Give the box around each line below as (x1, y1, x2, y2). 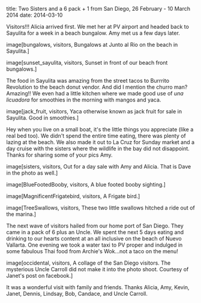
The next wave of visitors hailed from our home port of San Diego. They (6, 222, 184, 229)
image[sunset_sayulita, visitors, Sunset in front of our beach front (6, 59, 168, 66)
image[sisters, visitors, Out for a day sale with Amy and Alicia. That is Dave (6, 163, 191, 170)
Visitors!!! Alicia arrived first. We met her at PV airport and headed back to (6, 23, 189, 30)
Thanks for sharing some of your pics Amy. (6, 151, 113, 158)
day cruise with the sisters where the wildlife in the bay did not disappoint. (6, 145, 190, 152)
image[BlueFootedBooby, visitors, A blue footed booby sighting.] (6, 181, 166, 188)
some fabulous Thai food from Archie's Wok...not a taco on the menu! (6, 248, 179, 254)
